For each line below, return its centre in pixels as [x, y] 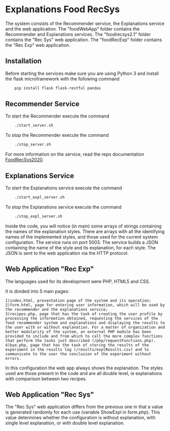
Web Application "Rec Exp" [50, 269]
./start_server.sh [34, 126]
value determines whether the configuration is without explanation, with [80, 418]
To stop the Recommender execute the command [57, 135]
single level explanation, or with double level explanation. [65, 423]
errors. [13, 358]
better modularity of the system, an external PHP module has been [78, 332]
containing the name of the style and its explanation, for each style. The [81, 247]
